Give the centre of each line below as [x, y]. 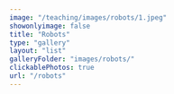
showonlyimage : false [50, 26]
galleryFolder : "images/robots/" [72, 59]
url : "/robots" [38, 76]
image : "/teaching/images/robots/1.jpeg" [88, 17]
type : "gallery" [40, 43]
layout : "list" [38, 51]
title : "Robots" [40, 34]
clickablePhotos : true [52, 68]
